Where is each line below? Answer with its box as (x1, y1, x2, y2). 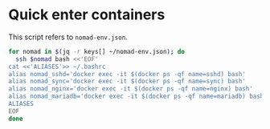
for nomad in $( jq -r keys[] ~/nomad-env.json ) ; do (8, 47, 185, 55)
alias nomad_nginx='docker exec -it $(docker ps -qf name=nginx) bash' (8, 85, 253, 93)
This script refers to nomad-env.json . (8, 32, 129, 42)
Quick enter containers (8, 6, 166, 24)
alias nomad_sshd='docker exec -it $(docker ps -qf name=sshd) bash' (8, 70, 247, 78)
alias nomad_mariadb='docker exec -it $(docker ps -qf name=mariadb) (8, 92, 247, 101)
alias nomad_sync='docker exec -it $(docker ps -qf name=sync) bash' (8, 78, 247, 86)
